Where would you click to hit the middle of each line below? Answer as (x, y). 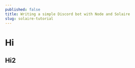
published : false (23, 9)
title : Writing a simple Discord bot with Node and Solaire (68, 14)
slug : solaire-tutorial (29, 18)
